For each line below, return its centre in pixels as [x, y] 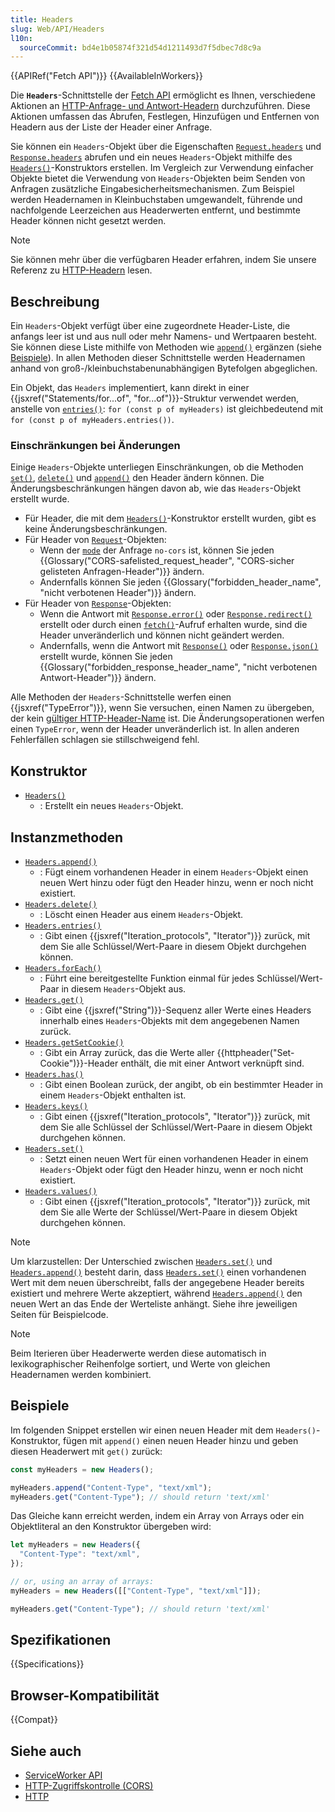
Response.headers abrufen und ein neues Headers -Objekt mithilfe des [151, 157]
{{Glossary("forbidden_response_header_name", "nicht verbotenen [178, 667]
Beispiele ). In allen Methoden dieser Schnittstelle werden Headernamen [158, 358]
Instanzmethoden [67, 837]
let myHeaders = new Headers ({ [75, 1545]
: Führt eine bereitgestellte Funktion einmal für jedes [147, 978]
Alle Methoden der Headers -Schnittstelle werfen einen [121, 697]
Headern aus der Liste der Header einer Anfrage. [111, 127]
